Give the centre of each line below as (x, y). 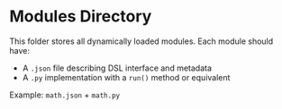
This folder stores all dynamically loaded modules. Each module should (141, 41)
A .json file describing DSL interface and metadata (117, 68)
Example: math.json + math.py (64, 95)
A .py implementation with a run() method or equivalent (126, 77)
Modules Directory (81, 17)
